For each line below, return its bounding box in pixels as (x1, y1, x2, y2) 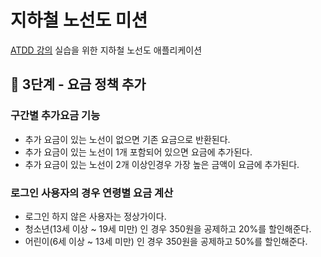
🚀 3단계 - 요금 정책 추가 (10, 76, 147, 93)
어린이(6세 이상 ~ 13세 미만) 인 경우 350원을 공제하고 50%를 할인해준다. (24, 235, 308, 247)
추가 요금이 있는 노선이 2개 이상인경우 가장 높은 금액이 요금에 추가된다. (24, 158, 300, 170)
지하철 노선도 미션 (10, 9, 148, 32)
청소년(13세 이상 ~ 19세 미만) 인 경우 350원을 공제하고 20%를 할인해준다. (24, 222, 312, 235)
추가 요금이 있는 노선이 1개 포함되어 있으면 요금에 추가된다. (24, 146, 253, 158)
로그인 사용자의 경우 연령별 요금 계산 (10, 186, 174, 200)
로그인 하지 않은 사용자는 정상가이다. (24, 210, 167, 222)
